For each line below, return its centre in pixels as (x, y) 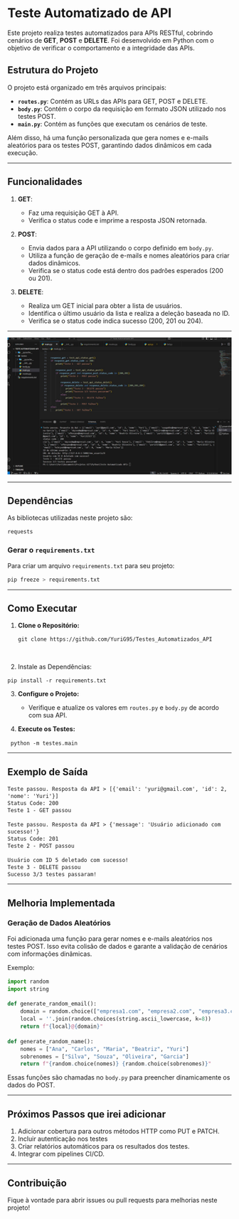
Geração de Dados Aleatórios (59, 923)
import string (28, 989)
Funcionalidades (45, 182)
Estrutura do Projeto (53, 70)
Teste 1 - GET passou (39, 811)
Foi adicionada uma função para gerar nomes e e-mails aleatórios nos (110, 938)
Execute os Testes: (47, 729)
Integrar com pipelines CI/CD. (61, 1154)
